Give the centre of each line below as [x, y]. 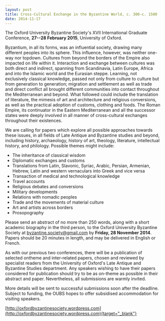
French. [13, 243]
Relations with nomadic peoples [45, 197]
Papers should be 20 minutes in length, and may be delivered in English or [81, 238]
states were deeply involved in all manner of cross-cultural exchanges [76, 116]
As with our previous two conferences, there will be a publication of [74, 253]
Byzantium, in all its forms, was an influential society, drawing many [74, 48]
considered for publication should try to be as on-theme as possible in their [82, 274]
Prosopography [28, 213]
